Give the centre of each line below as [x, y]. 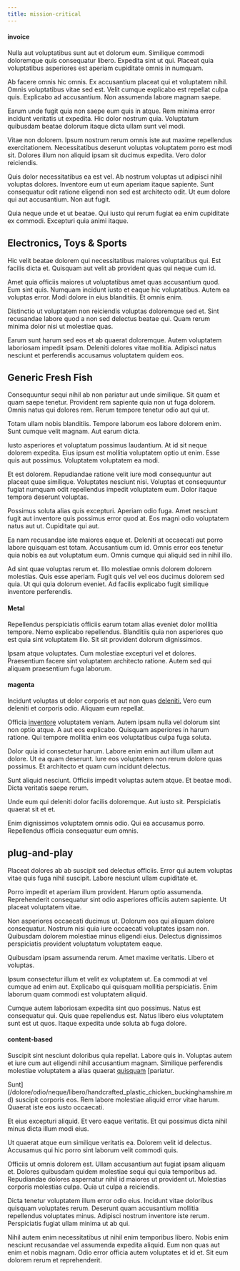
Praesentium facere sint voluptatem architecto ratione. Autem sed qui [110, 661]
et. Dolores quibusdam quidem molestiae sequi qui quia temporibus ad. [112, 1171]
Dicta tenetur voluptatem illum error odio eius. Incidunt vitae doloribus [110, 1200]
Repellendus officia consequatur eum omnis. [73, 831]
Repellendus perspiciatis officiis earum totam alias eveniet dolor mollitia [112, 624]
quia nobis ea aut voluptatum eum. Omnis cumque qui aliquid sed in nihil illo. [120, 555]
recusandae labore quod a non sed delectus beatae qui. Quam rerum [109, 318]
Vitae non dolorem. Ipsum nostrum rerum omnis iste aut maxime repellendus [120, 139]
